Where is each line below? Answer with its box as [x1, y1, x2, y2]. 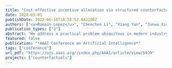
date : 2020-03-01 [5, 12, 42, 17]
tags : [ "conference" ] [5, 46, 52, 51]
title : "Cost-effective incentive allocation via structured [5, 7, 139, 13]
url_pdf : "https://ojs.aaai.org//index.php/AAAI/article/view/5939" [5, 50, 155, 55]
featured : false [5, 36, 40, 41]
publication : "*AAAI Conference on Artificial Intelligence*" [5, 41, 141, 46]
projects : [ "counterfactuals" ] [5, 55, 72, 60]
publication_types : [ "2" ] [5, 27, 60, 32]
